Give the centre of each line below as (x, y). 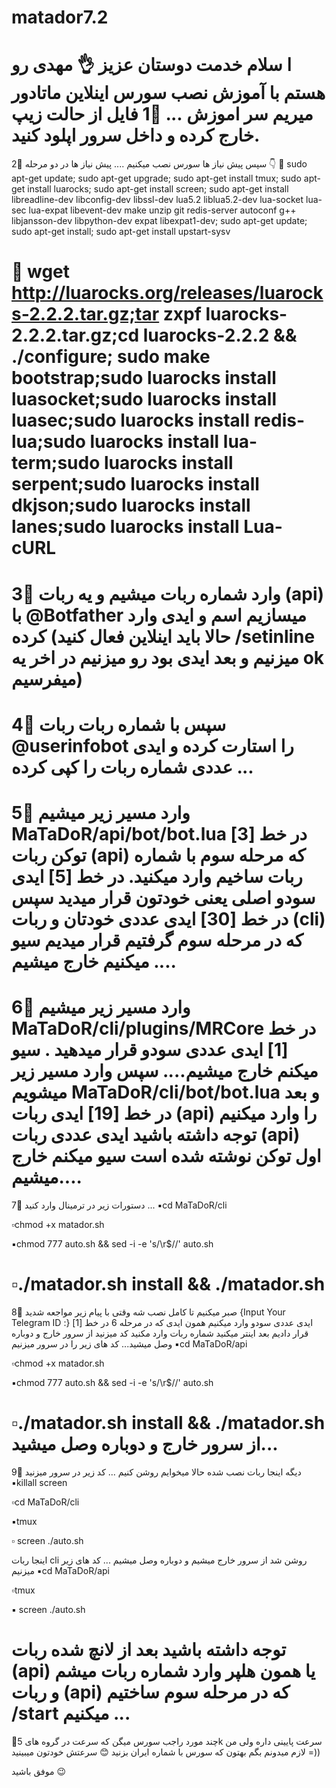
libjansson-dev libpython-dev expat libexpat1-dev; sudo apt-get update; (159, 221)
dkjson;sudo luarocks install (131, 505)
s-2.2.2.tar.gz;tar (85, 314)
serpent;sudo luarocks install (135, 484)
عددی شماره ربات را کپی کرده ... (132, 767)
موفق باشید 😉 (39, 1771)
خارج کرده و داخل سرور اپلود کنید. (136, 135)
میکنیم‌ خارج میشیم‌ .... (94, 961)
